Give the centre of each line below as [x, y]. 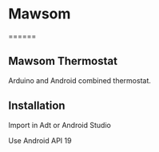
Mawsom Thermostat [63, 61]
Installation [37, 106]
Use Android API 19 [40, 140]
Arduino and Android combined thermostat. [80, 80]
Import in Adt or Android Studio [60, 125]
